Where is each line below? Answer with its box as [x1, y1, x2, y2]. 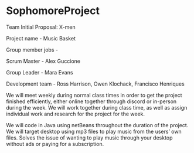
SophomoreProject [6, 4, 100, 18]
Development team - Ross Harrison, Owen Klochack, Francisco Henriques [6, 80, 185, 87]
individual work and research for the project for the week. [6, 110, 145, 117]
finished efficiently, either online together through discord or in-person [6, 98, 177, 105]
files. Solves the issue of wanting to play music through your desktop [6, 134, 173, 141]
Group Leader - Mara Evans [6, 69, 73, 76]
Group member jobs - [6, 46, 59, 53]
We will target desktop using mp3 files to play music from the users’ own [6, 128, 182, 135]
